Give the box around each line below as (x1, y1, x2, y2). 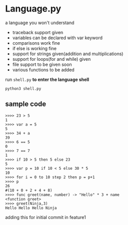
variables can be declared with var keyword (12, 35, 102, 41)
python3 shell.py (5, 86, 41, 91)
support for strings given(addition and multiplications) (12, 51, 123, 57)
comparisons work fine (12, 40, 60, 46)
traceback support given (12, 29, 63, 35)
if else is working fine (12, 45, 57, 51)
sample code (5, 100, 46, 108)
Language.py (5, 3, 61, 15)
